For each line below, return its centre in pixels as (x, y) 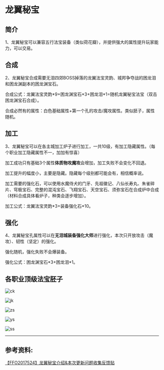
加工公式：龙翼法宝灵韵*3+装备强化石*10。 (49, 206)
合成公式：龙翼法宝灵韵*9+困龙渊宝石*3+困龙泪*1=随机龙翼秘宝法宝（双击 (81, 94)
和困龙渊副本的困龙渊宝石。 (33, 84)
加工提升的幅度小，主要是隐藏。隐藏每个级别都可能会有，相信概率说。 (76, 173)
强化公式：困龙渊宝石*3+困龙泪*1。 (41, 262)
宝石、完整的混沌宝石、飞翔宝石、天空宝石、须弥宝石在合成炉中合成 (90, 189)
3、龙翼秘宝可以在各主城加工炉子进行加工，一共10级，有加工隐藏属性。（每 (80, 146)
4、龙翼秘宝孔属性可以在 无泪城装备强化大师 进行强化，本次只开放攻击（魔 (79, 235)
